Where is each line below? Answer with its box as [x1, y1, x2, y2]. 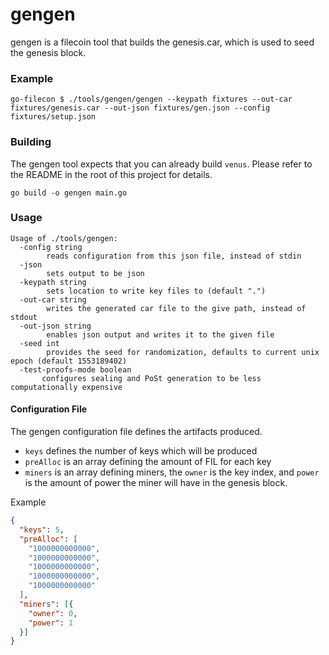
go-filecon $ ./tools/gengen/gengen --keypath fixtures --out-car [10, 94, 293, 105]
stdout [10, 312, 38, 322]
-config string [19, 242, 83, 252]
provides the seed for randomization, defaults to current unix [46, 347, 320, 357]
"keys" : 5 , [19, 524, 65, 535]
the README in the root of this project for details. [10, 168, 213, 180]
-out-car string [19, 294, 87, 305]
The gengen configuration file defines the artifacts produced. [10, 426, 263, 438]
